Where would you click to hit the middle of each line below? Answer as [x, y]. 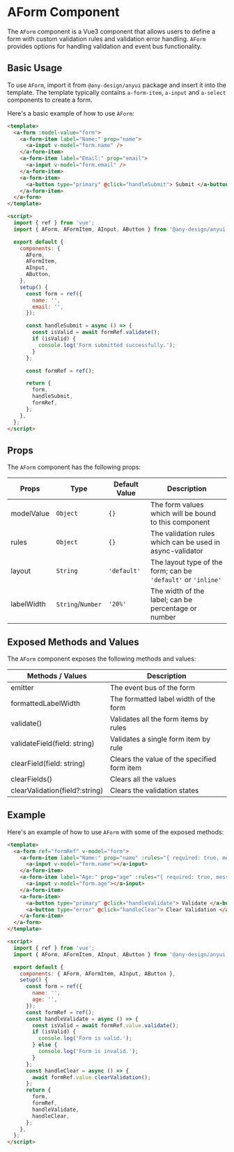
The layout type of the [187, 562]
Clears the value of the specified [163, 759]
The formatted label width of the [163, 699]
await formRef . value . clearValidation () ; [92, 1077]
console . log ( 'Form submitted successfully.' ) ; [107, 345]
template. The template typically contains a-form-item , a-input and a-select [117, 92]
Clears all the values [143, 779]
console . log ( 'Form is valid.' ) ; [85, 1038]
